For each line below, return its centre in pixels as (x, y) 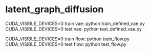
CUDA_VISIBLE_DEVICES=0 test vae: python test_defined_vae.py (74, 29)
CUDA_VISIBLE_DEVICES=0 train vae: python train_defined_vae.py (75, 23)
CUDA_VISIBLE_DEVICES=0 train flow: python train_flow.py (67, 39)
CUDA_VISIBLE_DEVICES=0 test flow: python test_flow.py (66, 44)
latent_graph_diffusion (55, 9)
